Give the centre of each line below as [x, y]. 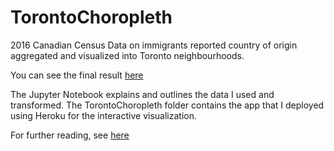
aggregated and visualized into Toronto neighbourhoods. [127, 55]
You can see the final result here [77, 75]
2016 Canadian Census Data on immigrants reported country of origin [154, 45]
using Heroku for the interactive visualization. [103, 115]
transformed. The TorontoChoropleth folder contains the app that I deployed [167, 105]
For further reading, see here [70, 135]
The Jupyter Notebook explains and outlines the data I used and [142, 94]
